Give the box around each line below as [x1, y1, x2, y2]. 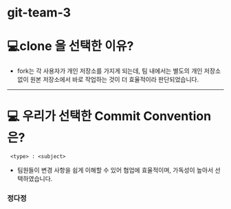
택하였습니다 [16, 175, 52, 183]
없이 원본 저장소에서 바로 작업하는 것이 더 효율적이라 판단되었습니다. [16, 76, 199, 84]
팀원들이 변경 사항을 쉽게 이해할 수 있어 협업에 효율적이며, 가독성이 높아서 [16, 166, 214, 175]
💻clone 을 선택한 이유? [7, 38, 134, 54]
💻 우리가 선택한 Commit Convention [7, 109, 212, 124]
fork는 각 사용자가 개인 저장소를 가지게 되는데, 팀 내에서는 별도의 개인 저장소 [16, 67, 221, 75]
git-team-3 [7, 5, 71, 21]
